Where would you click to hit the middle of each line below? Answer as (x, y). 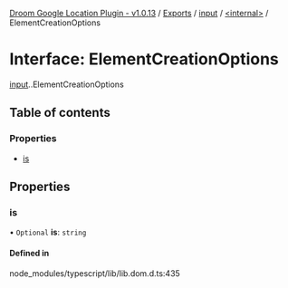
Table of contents (60, 113)
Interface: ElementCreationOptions (144, 59)
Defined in (29, 253)
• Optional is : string (48, 232)
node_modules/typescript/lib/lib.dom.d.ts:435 (95, 273)
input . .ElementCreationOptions (67, 84)
